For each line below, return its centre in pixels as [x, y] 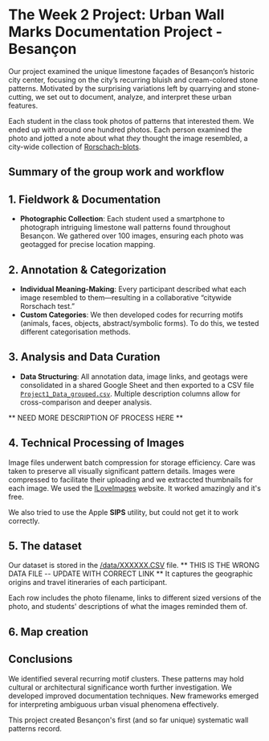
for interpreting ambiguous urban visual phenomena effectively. [114, 704]
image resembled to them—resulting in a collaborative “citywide [126, 297]
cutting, [21, 97]
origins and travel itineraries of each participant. [88, 583]
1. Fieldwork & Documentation [84, 199]
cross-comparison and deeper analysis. [86, 402]
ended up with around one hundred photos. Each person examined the [125, 130]
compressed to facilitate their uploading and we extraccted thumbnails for [130, 480]
